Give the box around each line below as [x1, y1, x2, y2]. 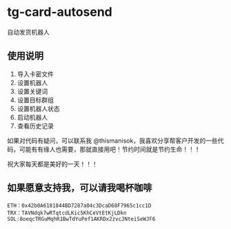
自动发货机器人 [7, 28, 50, 36]
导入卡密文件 [17, 70, 54, 78]
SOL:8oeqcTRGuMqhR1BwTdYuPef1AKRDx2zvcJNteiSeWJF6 [7, 215, 156, 222]
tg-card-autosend [7, 4, 112, 20]
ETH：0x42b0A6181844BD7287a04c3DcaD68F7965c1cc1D [7, 202, 152, 209]
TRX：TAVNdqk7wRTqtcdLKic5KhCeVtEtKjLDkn [7, 209, 127, 217]
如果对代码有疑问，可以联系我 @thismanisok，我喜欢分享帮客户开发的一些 [7, 136, 219, 145]
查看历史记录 [17, 122, 54, 130]
